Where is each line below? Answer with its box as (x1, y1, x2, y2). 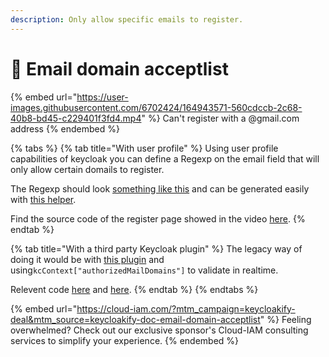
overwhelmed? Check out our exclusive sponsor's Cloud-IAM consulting (10, 324, 309, 336)
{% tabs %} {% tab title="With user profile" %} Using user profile (10, 142, 279, 154)
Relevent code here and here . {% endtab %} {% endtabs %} (10, 283, 259, 295)
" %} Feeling (259, 313, 312, 325)
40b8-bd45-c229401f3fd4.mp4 (10, 112, 142, 124)
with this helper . (10, 193, 77, 205)
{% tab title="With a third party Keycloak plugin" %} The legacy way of (10, 242, 303, 255)
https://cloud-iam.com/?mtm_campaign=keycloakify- (76, 302, 296, 315)
